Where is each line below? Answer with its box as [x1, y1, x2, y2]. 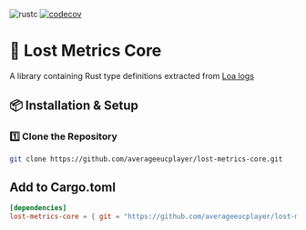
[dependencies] [9, 204, 67, 213]
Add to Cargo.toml [9, 179, 117, 195]
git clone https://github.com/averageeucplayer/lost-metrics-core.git [9, 155, 283, 164]
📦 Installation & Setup [9, 98, 139, 114]
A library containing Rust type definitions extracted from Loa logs [9, 70, 255, 81]
